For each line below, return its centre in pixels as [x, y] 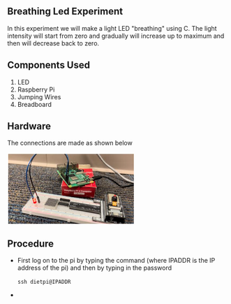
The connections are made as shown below [70, 143]
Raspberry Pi [36, 89]
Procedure [31, 244]
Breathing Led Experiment [65, 12]
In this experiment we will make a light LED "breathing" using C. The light [112, 28]
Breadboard [35, 104]
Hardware [29, 126]
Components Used [49, 65]
